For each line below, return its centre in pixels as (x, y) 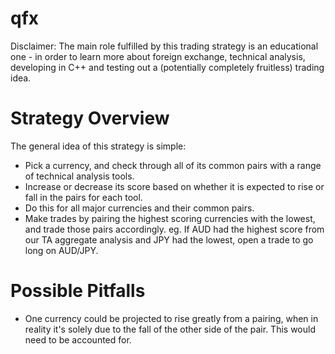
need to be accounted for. (78, 339)
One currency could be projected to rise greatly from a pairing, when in (171, 318)
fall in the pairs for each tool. (83, 197)
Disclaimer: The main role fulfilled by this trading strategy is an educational (164, 46)
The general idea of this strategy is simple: (98, 146)
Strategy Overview (90, 118)
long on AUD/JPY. (61, 250)
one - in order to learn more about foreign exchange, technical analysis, (158, 56)
